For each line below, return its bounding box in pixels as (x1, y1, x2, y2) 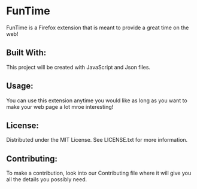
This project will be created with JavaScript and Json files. (6, 63, 151, 71)
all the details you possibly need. (6, 176, 87, 183)
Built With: (6, 48, 47, 58)
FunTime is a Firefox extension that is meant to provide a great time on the (6, 24, 189, 31)
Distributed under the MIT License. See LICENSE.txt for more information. (6, 136, 188, 144)
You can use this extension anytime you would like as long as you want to (6, 97, 187, 104)
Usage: (6, 81, 34, 91)
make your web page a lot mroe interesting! (6, 103, 114, 110)
